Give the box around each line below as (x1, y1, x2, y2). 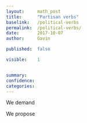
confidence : (6, 78, 35, 83)
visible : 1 (6, 57, 41, 62)
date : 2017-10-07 (6, 30, 64, 36)
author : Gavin (6, 36, 50, 41)
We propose (6, 110, 35, 117)
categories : (6, 83, 35, 89)
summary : (6, 72, 27, 78)
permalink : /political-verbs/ (6, 24, 82, 31)
